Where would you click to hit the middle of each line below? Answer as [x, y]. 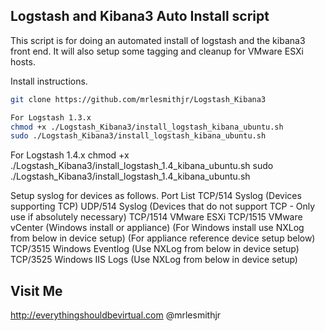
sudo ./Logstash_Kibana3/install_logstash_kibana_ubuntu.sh [138, 136]
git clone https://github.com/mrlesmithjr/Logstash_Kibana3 [138, 99]
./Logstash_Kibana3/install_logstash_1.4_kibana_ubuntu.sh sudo [142, 166]
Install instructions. [49, 81]
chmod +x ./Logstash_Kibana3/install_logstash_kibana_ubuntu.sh [147, 127]
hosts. [23, 61]
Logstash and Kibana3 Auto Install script [140, 16]
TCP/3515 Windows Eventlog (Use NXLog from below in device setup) [155, 249]
